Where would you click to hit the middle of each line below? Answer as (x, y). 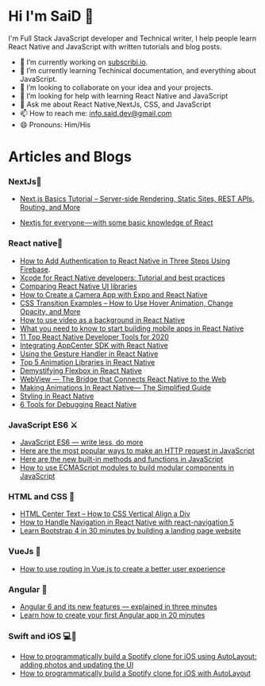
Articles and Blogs (70, 157)
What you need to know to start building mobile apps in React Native (132, 328)
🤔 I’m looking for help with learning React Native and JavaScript (124, 95)
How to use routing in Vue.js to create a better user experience (123, 568)
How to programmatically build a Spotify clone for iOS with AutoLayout (135, 673)
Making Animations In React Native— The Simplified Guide (115, 387)
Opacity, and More (50, 311)
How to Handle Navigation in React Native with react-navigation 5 (127, 522)
